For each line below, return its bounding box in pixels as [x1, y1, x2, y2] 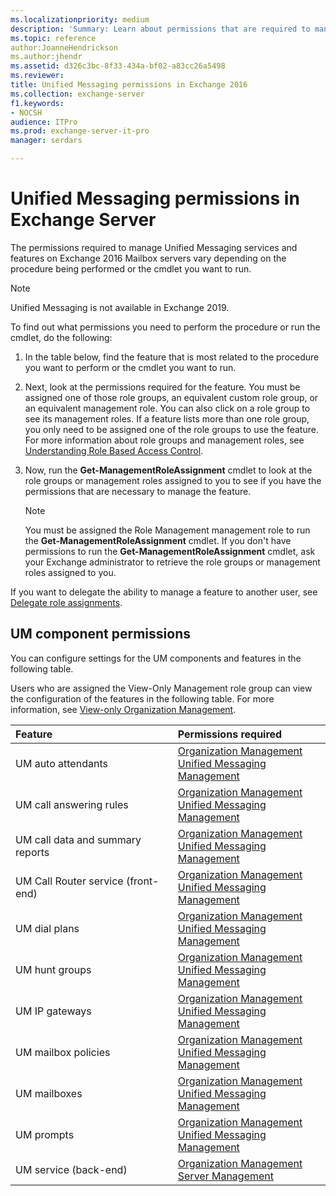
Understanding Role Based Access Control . [24, 444, 204, 456]
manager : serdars [10, 136, 83, 146]
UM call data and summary [15, 832, 142, 846]
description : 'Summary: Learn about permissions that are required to [10, 24, 311, 34]
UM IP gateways [15, 1004, 92, 1018]
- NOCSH [10, 107, 43, 118]
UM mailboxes [15, 1086, 83, 1100]
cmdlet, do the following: [10, 331, 113, 343]
